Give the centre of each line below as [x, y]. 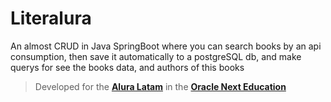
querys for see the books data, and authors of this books [127, 67]
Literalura [51, 18]
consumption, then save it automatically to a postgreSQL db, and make [156, 56]
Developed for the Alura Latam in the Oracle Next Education [160, 86]
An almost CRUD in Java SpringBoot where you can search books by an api [166, 46]
